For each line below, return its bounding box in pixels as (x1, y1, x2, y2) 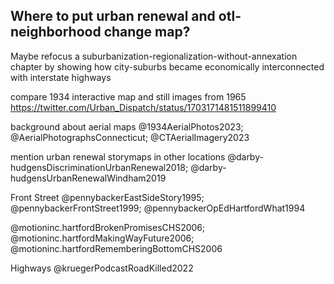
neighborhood (10, 24, 102, 41)
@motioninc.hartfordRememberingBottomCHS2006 (10, 242, 223, 254)
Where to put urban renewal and (10, 8, 216, 25)
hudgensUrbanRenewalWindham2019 (10, 172, 167, 184)
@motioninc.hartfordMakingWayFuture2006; (10, 232, 195, 244)
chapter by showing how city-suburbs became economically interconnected (10, 60, 325, 73)
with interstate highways (10, 71, 112, 83)
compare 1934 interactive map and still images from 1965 (10, 90, 247, 103)
